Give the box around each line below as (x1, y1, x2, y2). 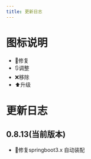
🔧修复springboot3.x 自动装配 (14, 146, 85, 153)
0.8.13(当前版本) (6, 129, 66, 139)
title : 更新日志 (6, 8, 43, 15)
